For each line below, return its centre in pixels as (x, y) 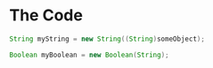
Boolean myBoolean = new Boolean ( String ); (89, 55)
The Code (46, 15)
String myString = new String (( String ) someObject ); (107, 39)
